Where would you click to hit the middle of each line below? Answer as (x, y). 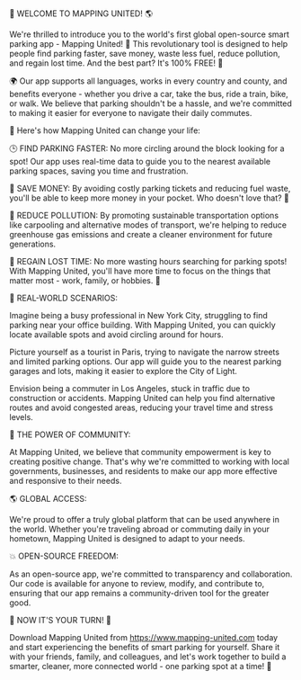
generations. (33, 244)
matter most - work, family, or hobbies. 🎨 (85, 281)
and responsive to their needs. (66, 481)
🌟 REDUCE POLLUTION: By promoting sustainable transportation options (144, 215)
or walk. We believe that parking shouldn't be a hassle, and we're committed (150, 103)
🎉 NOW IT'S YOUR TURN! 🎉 (61, 620)
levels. (21, 417)
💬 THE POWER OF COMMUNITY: (70, 434)
